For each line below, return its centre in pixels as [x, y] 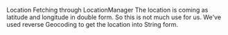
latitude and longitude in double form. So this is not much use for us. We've [114, 17]
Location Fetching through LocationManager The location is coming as [107, 10]
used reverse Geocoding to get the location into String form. [92, 24]
